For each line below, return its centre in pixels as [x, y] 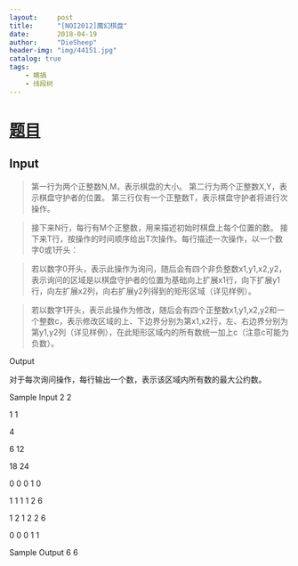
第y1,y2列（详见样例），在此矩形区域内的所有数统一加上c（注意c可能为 [160, 332]
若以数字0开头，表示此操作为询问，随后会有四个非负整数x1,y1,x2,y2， [159, 269]
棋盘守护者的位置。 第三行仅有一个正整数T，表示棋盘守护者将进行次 [163, 198]
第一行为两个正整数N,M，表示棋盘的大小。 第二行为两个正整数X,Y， [155, 186]
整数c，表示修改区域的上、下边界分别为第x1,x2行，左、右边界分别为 [164, 320]
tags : [19, 68]
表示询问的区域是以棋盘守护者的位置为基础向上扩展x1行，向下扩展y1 [155, 279]
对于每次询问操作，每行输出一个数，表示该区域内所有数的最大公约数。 [138, 379]
